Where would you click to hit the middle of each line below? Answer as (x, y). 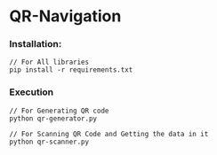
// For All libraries (49, 62)
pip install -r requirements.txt (71, 70)
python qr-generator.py (53, 118)
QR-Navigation (65, 16)
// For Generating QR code (59, 111)
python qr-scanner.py (49, 142)
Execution (32, 92)
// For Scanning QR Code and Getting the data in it (109, 134)
